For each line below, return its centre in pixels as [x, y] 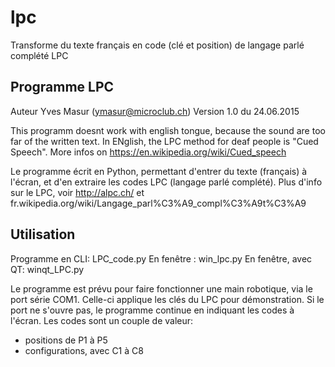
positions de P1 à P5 [66, 340]
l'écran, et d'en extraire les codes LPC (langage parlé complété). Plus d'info [166, 182]
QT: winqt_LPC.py [47, 269]
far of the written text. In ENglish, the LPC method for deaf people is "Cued [164, 141]
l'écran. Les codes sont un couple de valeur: [102, 320]
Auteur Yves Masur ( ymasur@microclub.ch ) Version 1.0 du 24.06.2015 [155, 111]
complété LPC [39, 55]
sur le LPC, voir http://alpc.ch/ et [77, 192]
